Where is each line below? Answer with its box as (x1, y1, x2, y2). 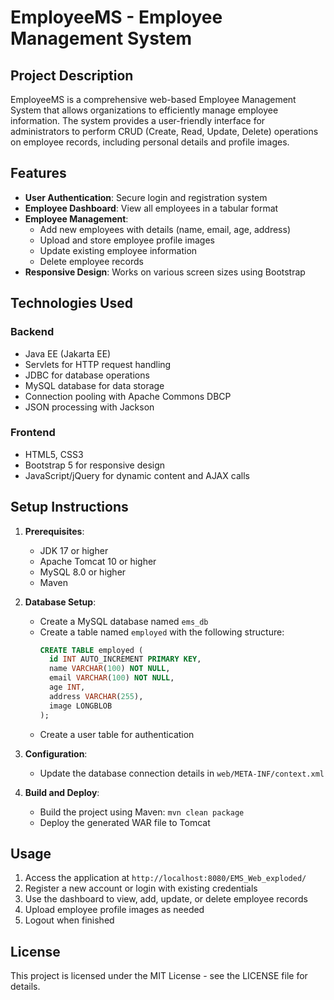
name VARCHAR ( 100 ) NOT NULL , (48, 664, 171, 674)
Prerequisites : (24, 525, 85, 537)
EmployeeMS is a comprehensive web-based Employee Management (10, 94, 297, 105)
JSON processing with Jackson (24, 401, 155, 413)
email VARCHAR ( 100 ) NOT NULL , (48, 673, 175, 683)
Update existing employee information (39, 244, 198, 256)
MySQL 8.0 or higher (39, 566, 127, 578)
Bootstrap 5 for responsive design (24, 459, 166, 471)
